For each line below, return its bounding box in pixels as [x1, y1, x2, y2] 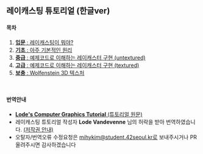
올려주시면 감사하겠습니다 [15, 141, 76, 148]
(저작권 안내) [23, 125, 54, 133]
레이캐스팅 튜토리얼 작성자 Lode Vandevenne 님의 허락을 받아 [15, 118, 165, 125]
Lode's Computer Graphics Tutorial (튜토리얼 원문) [15, 110, 143, 117]
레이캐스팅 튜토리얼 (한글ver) [6, 5, 110, 16]
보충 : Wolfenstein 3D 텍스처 [15, 69, 85, 76]
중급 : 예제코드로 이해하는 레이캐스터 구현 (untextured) [15, 54, 146, 61]
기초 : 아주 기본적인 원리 [15, 46, 73, 54]
